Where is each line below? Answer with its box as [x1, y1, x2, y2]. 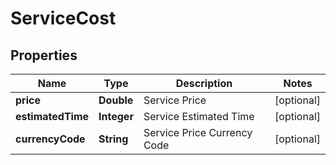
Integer [98, 110, 134, 123]
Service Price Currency [143, 126, 253, 139]
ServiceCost [10, 7, 117, 30]
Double [98, 93, 134, 107]
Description [175, 77, 233, 90]
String [98, 132, 129, 146]
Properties [10, 47, 78, 64]
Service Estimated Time [143, 110, 255, 123]
